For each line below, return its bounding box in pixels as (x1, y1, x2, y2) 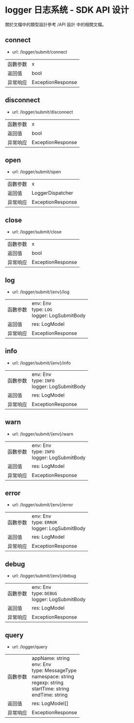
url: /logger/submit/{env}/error (12, 502, 73, 508)
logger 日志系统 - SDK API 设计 (5, 4, 130, 16)
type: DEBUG (32, 590, 57, 597)
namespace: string (32, 673, 74, 680)
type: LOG (32, 306, 52, 313)
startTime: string (32, 685, 69, 692)
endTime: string (32, 691, 68, 698)
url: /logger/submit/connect (12, 49, 67, 55)
